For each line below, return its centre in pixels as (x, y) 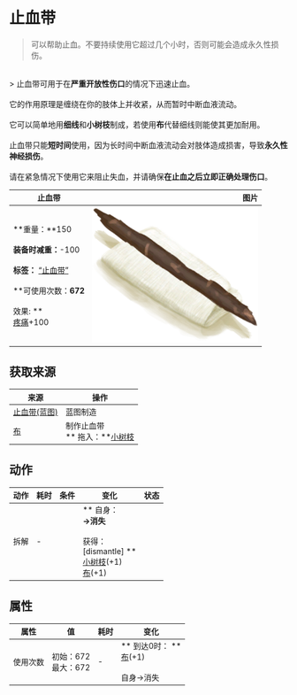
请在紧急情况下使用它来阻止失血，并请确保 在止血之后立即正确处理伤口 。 (141, 176)
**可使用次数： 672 (49, 290)
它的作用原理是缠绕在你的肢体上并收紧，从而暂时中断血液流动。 (125, 104)
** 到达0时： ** (151, 646)
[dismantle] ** (110, 552)
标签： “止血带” (41, 270)
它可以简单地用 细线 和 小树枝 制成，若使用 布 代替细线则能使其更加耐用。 (137, 124)
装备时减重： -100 (46, 250)
